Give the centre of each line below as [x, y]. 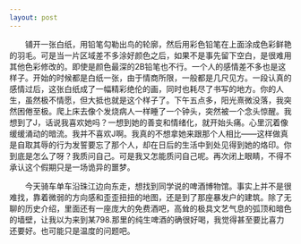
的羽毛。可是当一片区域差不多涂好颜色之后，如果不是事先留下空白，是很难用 [150, 55]
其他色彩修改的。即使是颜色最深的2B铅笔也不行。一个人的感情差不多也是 [144, 66]
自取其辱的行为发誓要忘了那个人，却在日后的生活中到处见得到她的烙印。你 [154, 145]
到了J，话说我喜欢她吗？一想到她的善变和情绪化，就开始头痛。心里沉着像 [152, 122]
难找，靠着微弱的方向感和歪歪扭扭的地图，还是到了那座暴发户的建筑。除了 [146, 197]
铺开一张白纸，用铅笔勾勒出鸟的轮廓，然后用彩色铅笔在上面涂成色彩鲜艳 [158, 44]
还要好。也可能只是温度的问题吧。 [72, 231]
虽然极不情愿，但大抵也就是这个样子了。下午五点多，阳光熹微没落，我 [154, 100]
